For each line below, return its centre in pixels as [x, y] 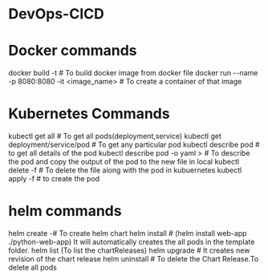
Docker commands [73, 51]
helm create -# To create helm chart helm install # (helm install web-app [128, 233]
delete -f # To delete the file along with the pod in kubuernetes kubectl [125, 170]
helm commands [65, 211]
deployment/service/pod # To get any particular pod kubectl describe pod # [134, 144]
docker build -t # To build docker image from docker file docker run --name [133, 73]
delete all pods [33, 267]
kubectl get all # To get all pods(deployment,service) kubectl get [115, 136]
